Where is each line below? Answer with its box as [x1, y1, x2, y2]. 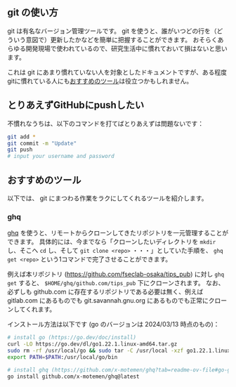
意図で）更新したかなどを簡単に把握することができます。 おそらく [25, 35, 218, 44]
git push [7, 146, 33, 153]
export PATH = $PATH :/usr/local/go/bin [7, 353, 118, 360]
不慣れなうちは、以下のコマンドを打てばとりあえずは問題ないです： [7, 119, 204, 128]
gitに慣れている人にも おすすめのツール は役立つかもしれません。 [7, 77, 193, 85]
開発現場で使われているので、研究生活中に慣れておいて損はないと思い [25, 44, 228, 53]
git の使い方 [7, 6, 58, 19]
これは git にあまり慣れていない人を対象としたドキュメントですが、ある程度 [7, 67, 227, 76]
